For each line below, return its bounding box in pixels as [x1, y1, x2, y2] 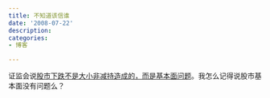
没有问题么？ [22, 81, 65, 91]
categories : [8, 33, 48, 42]
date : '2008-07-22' [8, 19, 74, 27]
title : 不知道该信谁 [8, 11, 70, 20]
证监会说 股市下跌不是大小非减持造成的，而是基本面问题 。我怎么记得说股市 [8, 71, 255, 80]
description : [8, 26, 52, 34]
